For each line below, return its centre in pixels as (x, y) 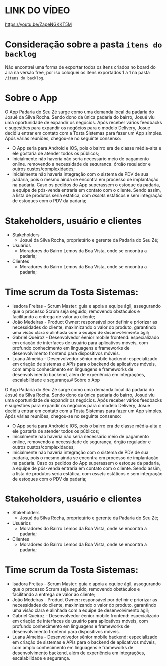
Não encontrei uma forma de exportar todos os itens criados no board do (80, 67)
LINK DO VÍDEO (38, 11)
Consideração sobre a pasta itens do (83, 45)
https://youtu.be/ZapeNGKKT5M (39, 24)
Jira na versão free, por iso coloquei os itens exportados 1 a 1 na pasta (78, 72)
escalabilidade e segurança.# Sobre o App (56, 380)
